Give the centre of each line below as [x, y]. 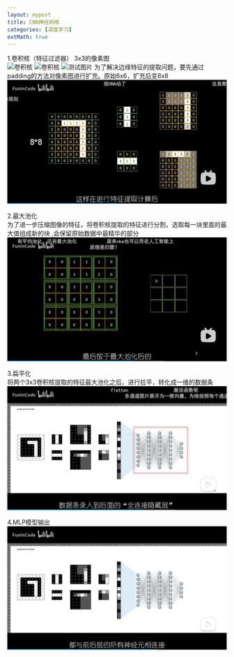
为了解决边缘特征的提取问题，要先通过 [149, 67]
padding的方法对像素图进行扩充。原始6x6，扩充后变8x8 [88, 76]
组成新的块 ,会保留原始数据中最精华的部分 [79, 233]
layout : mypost [29, 15]
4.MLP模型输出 [29, 522]
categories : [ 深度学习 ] [39, 29]
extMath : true [28, 37]
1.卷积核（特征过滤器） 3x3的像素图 [58, 59]
